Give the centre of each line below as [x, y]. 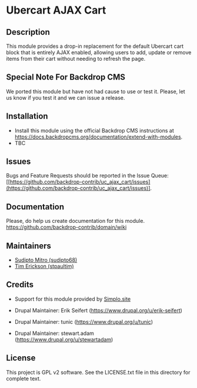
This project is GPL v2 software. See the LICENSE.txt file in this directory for [98, 372]
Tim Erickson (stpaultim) [44, 267]
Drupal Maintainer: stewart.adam [54, 333]
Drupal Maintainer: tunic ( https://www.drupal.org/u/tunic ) [84, 321]
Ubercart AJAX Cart [56, 10]
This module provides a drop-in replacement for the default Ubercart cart [95, 46]
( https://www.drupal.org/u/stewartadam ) [64, 339]
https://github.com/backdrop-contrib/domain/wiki [66, 227]
